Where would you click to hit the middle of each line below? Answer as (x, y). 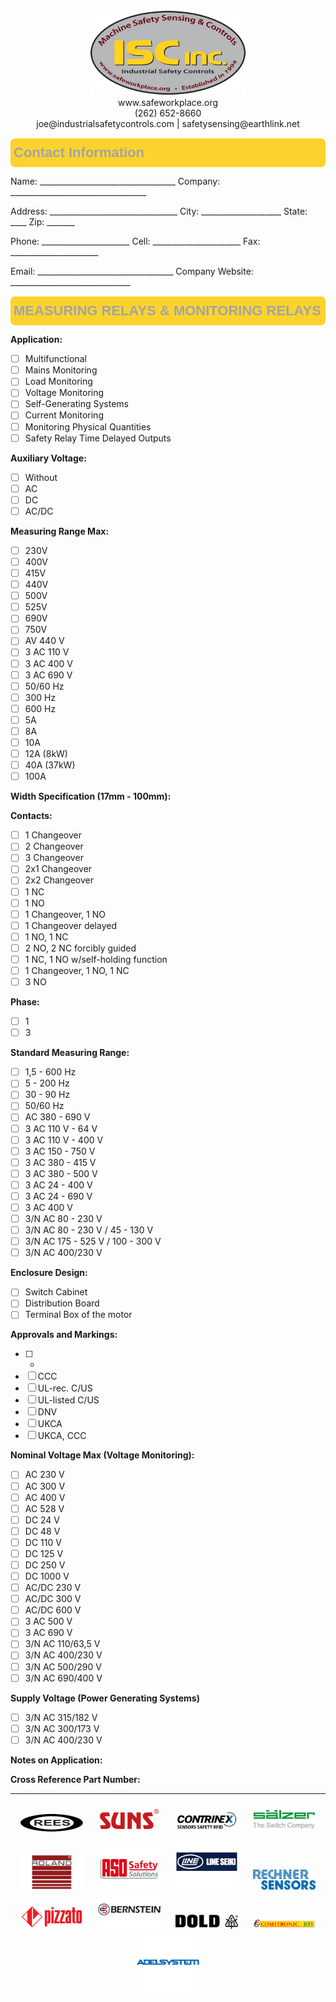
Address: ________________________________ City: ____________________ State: (159, 211)
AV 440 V (44, 641)
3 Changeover (54, 858)
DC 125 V (44, 1553)
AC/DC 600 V (53, 1610)
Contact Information (79, 152)
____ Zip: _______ (42, 222)
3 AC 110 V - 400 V (64, 1140)
